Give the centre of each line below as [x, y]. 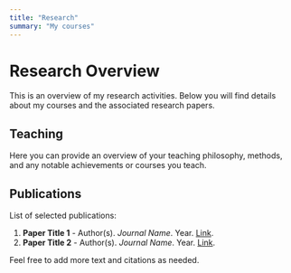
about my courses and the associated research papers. [112, 106]
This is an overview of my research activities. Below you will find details [143, 96]
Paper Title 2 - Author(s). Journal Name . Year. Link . [119, 243]
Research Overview [84, 71]
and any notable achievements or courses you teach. [108, 165]
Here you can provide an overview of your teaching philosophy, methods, [146, 155]
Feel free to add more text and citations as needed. [104, 260]
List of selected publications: [63, 216]
